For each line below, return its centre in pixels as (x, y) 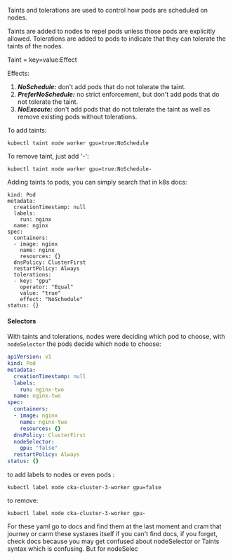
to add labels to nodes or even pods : (61, 475)
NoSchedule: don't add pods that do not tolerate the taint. (101, 87)
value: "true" (40, 293)
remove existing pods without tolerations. (77, 116)
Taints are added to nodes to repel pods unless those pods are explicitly (111, 31)
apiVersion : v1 (29, 357)
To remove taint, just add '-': (48, 156)
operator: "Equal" (47, 287)
